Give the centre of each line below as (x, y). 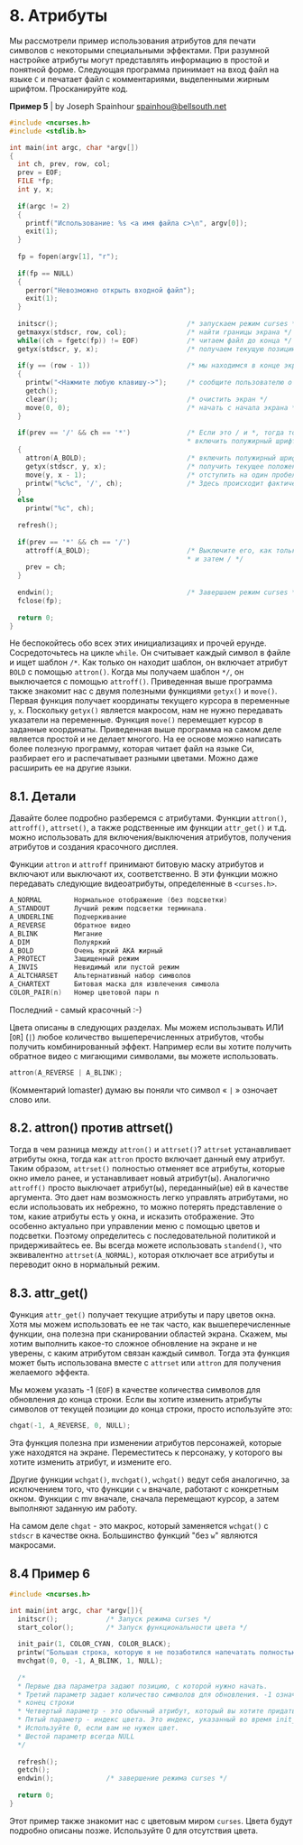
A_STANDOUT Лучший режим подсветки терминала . (108, 909)
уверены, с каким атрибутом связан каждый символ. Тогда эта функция (150, 1353)
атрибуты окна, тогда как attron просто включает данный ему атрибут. (147, 1159)
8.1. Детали (43, 796)
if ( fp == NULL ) (46, 273)
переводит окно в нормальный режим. (85, 1264)
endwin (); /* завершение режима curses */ (123, 1779)
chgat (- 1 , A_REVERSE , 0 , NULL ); (70, 1426)
